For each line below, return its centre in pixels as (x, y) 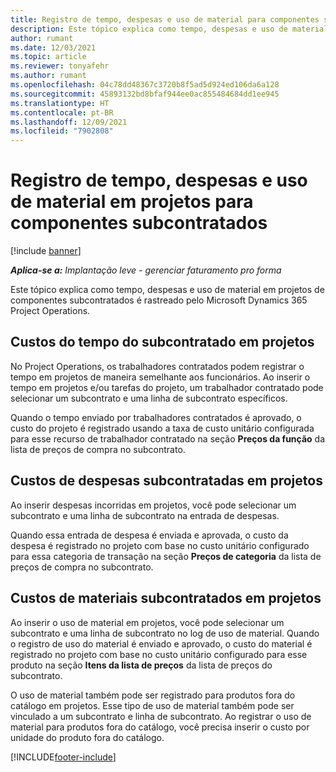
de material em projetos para (132, 202)
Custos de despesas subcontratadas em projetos (166, 481)
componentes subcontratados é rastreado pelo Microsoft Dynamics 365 (159, 300)
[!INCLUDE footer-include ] (63, 757)
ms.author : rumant (48, 76)
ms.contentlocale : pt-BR (62, 112)
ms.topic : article (48, 57)
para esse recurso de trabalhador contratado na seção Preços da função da (168, 438)
